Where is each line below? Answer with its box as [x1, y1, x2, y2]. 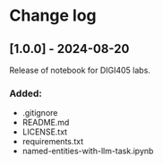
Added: [9, 87, 42, 100]
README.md [21, 117, 70, 128]
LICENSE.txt [21, 126, 68, 137]
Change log [9, 5, 97, 26]
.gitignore [21, 108, 58, 118]
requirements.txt [21, 136, 84, 147]
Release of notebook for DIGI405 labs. [9, 65, 150, 75]
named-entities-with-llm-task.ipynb [21, 145, 154, 157]
